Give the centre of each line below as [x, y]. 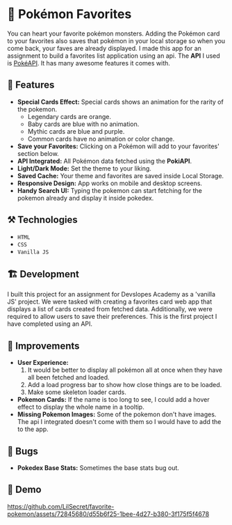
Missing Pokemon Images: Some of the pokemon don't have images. [117, 414]
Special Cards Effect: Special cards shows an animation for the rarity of [120, 102]
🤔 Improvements [43, 346]
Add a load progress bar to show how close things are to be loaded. [125, 385]
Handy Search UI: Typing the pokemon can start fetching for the [110, 190]
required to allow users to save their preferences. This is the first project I [112, 317]
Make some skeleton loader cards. [77, 392]
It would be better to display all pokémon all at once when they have [125, 370]
